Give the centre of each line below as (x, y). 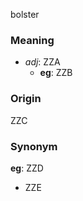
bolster (25, 14)
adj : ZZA (42, 62)
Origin (26, 99)
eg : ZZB (56, 73)
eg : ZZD (27, 168)
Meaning (32, 40)
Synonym (34, 146)
